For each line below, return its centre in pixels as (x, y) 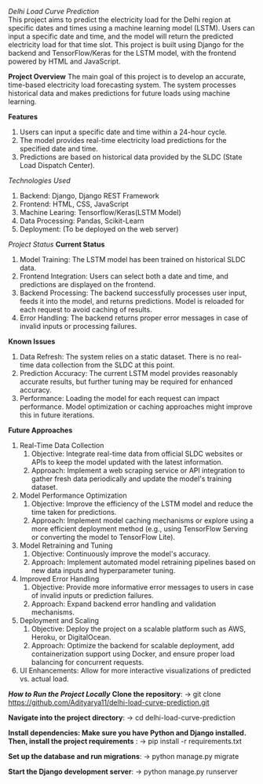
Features (23, 117)
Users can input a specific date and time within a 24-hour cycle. (123, 132)
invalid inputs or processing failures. (78, 326)
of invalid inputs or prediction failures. (93, 595)
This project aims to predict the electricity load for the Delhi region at (120, 20)
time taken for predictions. (74, 512)
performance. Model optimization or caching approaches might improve (136, 407)
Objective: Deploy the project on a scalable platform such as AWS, (139, 629)
